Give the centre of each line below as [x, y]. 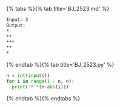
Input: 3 [17, 20]
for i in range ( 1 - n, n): [40, 81]
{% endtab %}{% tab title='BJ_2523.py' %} [60, 65]
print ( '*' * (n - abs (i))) [40, 87]
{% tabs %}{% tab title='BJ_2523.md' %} [58, 9]
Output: [16, 25]
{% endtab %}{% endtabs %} [43, 98]
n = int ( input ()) [28, 76]
